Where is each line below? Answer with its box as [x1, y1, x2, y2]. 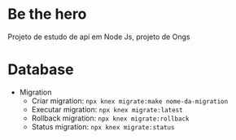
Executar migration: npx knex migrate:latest [31, 104, 184, 114]
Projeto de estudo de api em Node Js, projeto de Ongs [7, 32, 190, 42]
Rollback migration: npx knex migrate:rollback [31, 113, 190, 123]
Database [7, 60, 74, 79]
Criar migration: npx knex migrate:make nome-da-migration [31, 95, 229, 106]
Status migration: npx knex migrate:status [31, 121, 175, 131]
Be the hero [7, 5, 87, 24]
